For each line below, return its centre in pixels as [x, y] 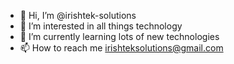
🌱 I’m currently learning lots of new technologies [119, 36]
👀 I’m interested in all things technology [101, 26]
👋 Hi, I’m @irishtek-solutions [78, 15]
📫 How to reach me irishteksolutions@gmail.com [121, 48]
